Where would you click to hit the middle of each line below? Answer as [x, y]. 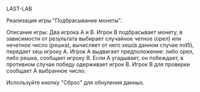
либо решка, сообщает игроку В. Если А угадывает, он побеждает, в [95, 58]
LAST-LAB [19, 9]
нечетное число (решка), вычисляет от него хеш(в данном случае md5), [100, 45]
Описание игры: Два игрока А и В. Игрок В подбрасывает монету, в [95, 32]
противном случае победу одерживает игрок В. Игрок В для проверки [98, 64]
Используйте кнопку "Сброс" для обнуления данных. [75, 82]
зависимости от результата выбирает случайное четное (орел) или [94, 38]
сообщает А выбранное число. [46, 71]
